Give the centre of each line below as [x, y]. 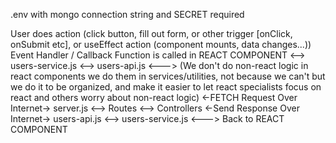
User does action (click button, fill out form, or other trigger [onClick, [151, 33]
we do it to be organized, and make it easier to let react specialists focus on [166, 87]
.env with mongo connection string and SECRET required [127, 14]
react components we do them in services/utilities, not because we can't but [168, 76]
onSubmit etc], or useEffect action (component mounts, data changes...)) [161, 44]
